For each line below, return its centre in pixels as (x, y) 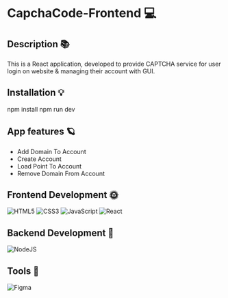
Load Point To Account (49, 166)
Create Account (39, 159)
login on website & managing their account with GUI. (81, 71)
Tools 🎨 (23, 271)
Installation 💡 (36, 93)
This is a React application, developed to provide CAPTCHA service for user (114, 64)
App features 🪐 (41, 132)
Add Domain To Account (52, 151)
